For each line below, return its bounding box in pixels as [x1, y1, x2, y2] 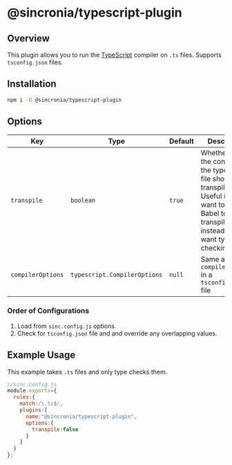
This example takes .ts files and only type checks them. [7, 367, 168, 376]
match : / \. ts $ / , [19, 400, 64, 408]
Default [168, 136, 195, 146]
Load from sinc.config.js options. [17, 322, 117, 330]
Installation [7, 78, 57, 90]
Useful [200, 191, 222, 201]
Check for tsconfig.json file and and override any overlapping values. [17, 329, 217, 337]
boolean [70, 196, 96, 204]
